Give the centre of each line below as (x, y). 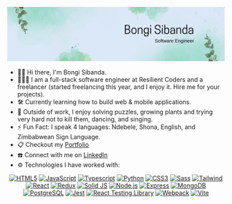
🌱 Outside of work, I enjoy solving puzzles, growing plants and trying (115, 112)
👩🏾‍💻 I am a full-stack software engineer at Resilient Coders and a (110, 80)
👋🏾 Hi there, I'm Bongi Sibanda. (62, 72)
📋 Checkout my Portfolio (53, 144)
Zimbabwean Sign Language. (59, 137)
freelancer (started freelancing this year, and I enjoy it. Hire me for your (118, 87)
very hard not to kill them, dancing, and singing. (85, 119)
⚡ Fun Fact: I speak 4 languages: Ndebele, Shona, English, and (106, 127)
